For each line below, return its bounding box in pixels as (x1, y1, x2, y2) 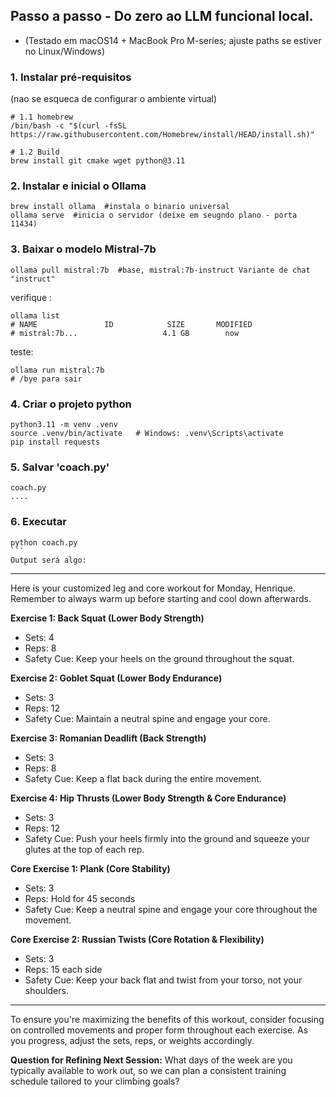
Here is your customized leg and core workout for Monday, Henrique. (10, 582, 296, 594)
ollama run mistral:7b (10, 365, 105, 375)
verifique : (10, 291, 53, 303)
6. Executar (10, 515, 67, 529)
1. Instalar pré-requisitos (10, 70, 132, 84)
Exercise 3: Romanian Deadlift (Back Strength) (10, 732, 207, 744)
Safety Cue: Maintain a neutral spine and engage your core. (24, 712, 271, 724)
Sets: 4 (24, 631, 55, 643)
